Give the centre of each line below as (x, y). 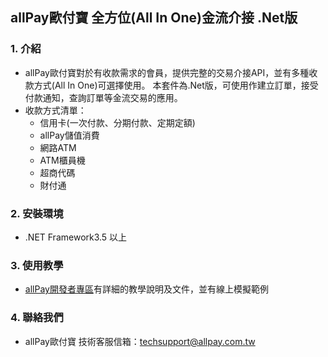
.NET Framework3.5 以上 (76, 237)
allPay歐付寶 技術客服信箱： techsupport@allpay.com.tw (140, 341)
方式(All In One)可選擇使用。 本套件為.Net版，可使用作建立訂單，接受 (176, 85)
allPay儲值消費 (69, 135)
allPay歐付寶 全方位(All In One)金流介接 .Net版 (154, 18)
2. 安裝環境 (37, 213)
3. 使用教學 (37, 265)
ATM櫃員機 (62, 160)
